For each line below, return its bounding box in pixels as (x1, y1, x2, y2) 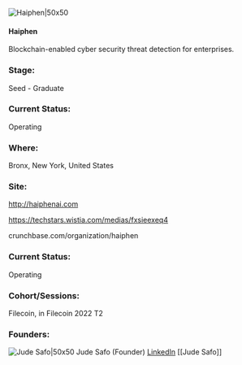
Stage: (8, 65, 35, 76)
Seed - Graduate (8, 83, 65, 93)
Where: (8, 142, 39, 154)
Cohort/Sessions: (8, 289, 80, 301)
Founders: (8, 328, 50, 340)
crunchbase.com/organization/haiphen (8, 231, 139, 241)
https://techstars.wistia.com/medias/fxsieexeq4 (8, 215, 169, 225)
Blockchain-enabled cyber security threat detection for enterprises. (8, 45, 235, 54)
